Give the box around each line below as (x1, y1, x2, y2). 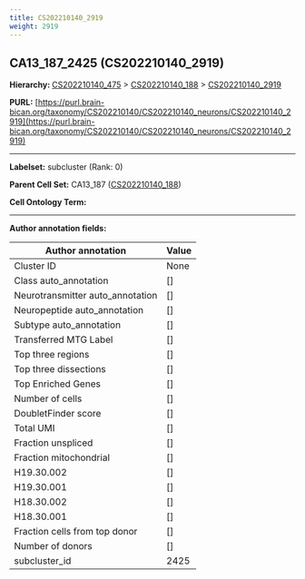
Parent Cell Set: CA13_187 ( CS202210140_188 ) (9, 179, 182, 191)
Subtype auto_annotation (14, 319, 121, 331)
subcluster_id (14, 554, 72, 567)
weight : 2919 (9, 22, 59, 31)
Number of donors (14, 540, 93, 553)
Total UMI (14, 422, 55, 435)
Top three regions (14, 348, 90, 361)
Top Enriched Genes (14, 378, 102, 390)
